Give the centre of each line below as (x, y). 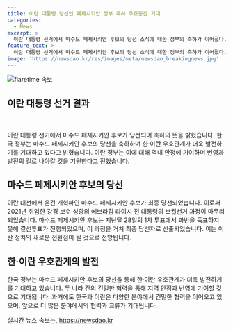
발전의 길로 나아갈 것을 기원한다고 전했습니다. (69, 161)
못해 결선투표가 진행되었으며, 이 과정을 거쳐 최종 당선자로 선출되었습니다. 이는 (112, 229)
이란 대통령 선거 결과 (48, 104)
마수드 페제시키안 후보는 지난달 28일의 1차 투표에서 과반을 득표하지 (129, 220)
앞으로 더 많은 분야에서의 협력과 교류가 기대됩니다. (90, 305)
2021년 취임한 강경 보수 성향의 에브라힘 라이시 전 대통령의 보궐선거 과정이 (107, 212)
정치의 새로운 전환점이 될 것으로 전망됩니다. (73, 237)
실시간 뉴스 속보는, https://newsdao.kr (60, 321)
